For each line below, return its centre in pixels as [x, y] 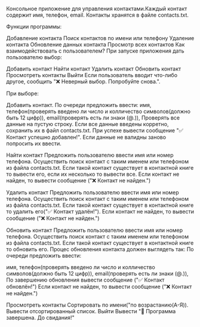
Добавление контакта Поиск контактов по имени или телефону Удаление [100, 38]
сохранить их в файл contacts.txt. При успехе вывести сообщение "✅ [95, 130]
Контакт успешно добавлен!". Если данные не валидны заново [86, 137]
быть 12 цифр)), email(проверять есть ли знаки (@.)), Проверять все [93, 118]
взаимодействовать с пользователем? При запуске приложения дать [95, 51]
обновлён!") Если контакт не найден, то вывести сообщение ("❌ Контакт [99, 287]
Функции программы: [34, 27]
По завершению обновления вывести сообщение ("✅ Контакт [85, 280]
